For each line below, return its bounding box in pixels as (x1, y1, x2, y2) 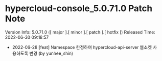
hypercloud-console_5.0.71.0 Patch (5, 3, 153, 14)
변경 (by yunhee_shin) (29, 50, 73, 56)
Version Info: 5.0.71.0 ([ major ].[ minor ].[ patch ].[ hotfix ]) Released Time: (5, 29, 156, 35)
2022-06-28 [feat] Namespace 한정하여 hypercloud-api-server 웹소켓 (12, 44, 152, 50)
